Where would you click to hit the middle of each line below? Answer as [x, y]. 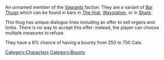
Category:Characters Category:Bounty [45, 52]
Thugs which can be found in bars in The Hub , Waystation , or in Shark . [79, 12]
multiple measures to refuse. [35, 33]
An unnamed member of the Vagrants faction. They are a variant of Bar [79, 7]
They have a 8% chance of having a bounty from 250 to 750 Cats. [74, 42]
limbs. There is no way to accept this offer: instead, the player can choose [82, 27]
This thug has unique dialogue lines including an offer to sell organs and [80, 22]
